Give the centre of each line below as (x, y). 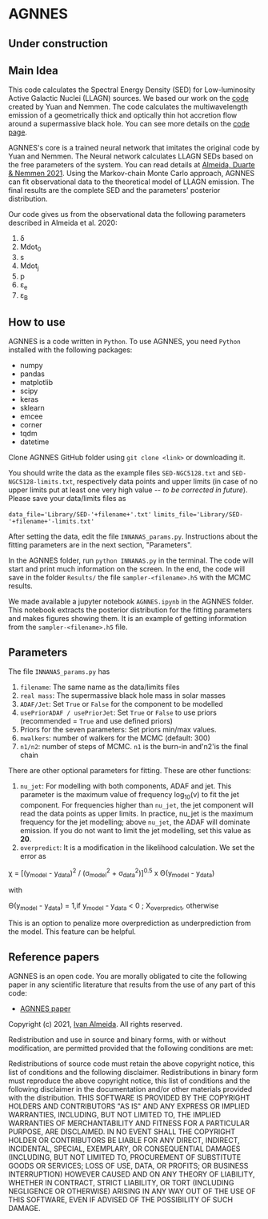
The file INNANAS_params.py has (59, 672)
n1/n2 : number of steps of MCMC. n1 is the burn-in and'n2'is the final (134, 747)
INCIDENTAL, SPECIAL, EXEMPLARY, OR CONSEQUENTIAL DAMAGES (124, 1149)
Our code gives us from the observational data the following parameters (127, 215)
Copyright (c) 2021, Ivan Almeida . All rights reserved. (95, 1025)
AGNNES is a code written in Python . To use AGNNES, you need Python (125, 342)
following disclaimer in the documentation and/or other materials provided (130, 1089)
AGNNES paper (45, 1008)
